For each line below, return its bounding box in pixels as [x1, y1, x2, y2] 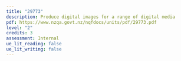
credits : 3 [6, 30, 33, 36]
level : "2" [6, 24, 33, 31]
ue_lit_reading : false [6, 41, 62, 47]
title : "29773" [6, 8, 44, 15]
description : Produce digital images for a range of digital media [6, 14, 176, 20]
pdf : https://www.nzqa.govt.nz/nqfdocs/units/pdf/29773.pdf [6, 19, 157, 25]
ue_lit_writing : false [6, 46, 62, 52]
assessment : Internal [6, 35, 60, 41]
